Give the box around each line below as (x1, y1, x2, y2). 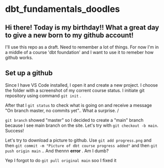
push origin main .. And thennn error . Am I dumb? (5, 148, 109, 154)
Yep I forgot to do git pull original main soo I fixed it (5, 157, 117, 163)
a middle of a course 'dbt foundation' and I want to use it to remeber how (5, 50, 154, 55)
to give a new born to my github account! (5, 31, 134, 39)
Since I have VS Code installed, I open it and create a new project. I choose (5, 82, 158, 88)
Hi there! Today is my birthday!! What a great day (5, 23, 160, 32)
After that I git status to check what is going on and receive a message (5, 102, 152, 108)
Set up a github (5, 69, 53, 77)
